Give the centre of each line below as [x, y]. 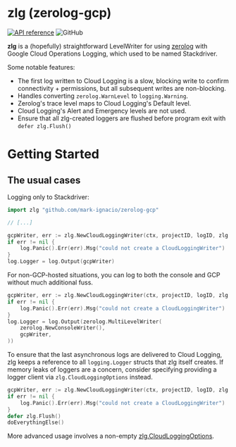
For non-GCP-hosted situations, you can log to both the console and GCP [114, 275]
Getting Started [54, 155]
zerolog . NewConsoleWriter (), [63, 328]
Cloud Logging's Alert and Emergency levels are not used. [102, 111]
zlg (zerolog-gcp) [60, 13]
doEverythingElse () [36, 423]
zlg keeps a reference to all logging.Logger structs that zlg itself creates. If [116, 362]
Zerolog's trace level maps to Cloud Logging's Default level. [104, 103]
